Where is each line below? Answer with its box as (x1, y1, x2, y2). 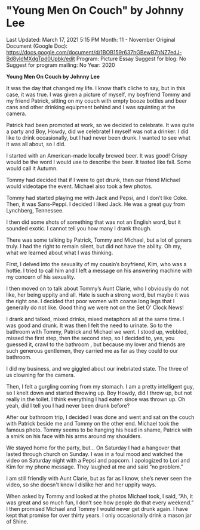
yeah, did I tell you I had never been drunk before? (6, 402, 130, 409)
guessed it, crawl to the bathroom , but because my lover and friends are (6, 341, 186, 348)
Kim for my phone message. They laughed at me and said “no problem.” (6, 463, 184, 470)
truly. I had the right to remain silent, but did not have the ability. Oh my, (6, 242, 182, 249)
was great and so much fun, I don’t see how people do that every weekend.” (6, 499, 194, 506)
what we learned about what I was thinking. (6, 249, 113, 256)
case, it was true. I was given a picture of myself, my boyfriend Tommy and (6, 91, 191, 98)
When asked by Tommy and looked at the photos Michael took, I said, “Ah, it (6, 492, 193, 500)
